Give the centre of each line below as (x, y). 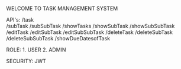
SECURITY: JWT (26, 61)
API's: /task (20, 20)
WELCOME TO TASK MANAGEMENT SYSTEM (62, 8)
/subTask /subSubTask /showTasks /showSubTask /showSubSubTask (90, 26)
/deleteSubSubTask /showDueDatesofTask (58, 38)
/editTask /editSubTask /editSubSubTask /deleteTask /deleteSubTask (90, 32)
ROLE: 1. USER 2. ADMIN (36, 50)
